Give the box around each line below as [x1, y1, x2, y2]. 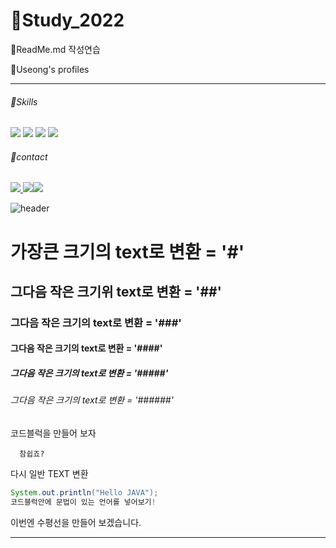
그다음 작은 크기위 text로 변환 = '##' [10, 283, 222, 300]
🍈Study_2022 [10, 9, 125, 32]
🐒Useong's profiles [10, 63, 90, 75]
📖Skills [10, 95, 38, 108]
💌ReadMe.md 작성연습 [10, 43, 101, 55]
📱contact [10, 150, 48, 163]
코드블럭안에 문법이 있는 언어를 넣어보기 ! [10, 497, 157, 507]
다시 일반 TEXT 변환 [10, 468, 89, 480]
